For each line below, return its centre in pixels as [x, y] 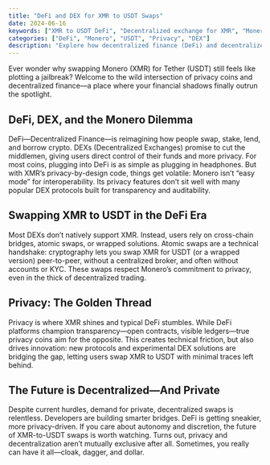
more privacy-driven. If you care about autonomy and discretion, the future [133, 426]
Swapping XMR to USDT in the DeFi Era [108, 215]
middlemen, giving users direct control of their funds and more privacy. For [133, 156]
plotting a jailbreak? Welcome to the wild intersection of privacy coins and [131, 77]
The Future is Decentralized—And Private [114, 390]
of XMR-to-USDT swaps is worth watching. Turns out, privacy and [118, 435]
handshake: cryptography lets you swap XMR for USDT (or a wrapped [124, 252]
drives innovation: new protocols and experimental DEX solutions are [122, 348]
